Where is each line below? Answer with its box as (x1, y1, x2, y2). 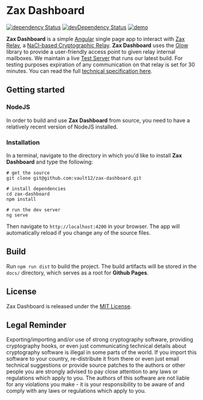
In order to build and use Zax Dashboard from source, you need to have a (6, 116, 190, 124)
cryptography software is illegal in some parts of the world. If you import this (6, 349, 197, 356)
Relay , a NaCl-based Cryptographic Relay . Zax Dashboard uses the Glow (6, 42, 188, 49)
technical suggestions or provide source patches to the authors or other (6, 361, 185, 369)
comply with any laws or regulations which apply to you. (6, 387, 146, 395)
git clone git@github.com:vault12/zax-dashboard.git (6, 175, 142, 181)
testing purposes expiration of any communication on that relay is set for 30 (6, 61, 195, 68)
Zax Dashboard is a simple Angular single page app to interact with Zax (6, 35, 185, 42)
